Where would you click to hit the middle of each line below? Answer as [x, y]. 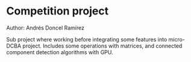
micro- [177, 39]
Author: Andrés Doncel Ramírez [45, 28]
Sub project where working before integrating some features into [87, 39]
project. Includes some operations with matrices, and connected [102, 46]
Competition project [58, 11]
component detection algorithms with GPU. [60, 52]
